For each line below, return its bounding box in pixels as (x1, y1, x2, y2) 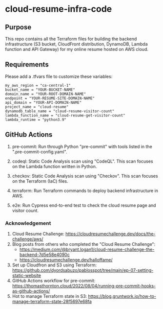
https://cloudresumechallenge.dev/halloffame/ (19, 257, 113, 262)
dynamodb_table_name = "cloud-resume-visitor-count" (5, 109, 115, 114)
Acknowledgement (5, 219, 51, 226)
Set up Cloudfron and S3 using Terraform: (12, 262, 97, 268)
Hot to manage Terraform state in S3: (12, 293, 87, 299)
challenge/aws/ (12, 236, 43, 242)
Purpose (5, 23, 32, 31)
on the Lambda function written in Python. (12, 163, 97, 169)
